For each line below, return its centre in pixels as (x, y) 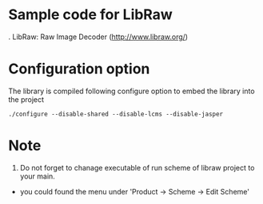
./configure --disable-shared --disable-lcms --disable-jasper (116, 114)
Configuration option (79, 69)
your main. (38, 176)
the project (26, 99)
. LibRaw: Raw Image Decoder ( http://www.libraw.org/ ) (98, 37)
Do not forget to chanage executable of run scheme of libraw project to (137, 167)
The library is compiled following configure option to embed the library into (131, 91)
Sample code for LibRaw (91, 15)
